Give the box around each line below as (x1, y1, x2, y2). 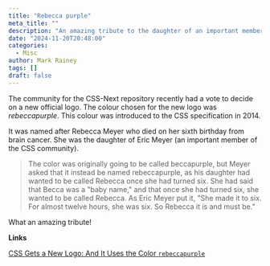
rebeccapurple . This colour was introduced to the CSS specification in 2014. (8, 110, 261, 121)
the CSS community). (8, 143, 79, 153)
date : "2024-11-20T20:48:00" (8, 34, 106, 43)
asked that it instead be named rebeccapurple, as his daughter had (27, 167, 251, 177)
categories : (8, 42, 48, 50)
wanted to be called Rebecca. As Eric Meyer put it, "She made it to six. (27, 193, 262, 203)
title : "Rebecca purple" (8, 11, 92, 20)
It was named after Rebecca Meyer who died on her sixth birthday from (8, 126, 245, 136)
